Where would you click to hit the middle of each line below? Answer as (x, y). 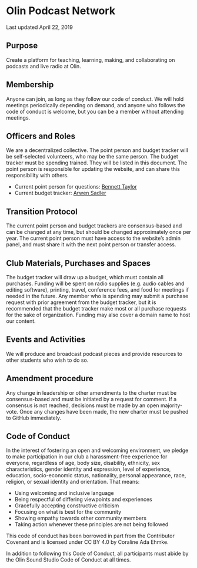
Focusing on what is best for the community (68, 512)
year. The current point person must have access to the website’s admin (94, 238)
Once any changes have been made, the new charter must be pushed (104, 411)
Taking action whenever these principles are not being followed (91, 524)
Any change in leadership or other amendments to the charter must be (91, 392)
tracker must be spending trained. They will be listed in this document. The (97, 163)
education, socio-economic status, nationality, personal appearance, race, (96, 475)
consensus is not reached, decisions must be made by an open (83, 405)
